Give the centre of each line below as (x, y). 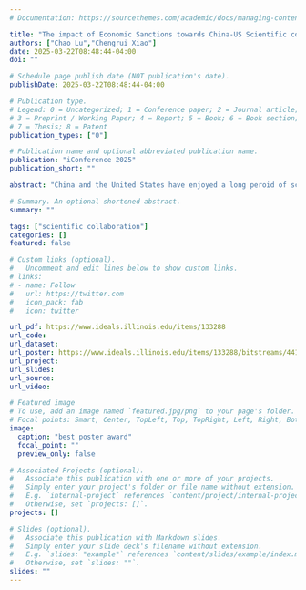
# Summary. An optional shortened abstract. (95, 202)
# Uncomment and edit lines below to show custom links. (124, 269)
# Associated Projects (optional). (77, 471)
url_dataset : (34, 344)
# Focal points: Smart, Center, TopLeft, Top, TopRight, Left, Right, (146, 420)
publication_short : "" (52, 169)
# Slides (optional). (51, 529)
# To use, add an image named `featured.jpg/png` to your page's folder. (153, 411)
